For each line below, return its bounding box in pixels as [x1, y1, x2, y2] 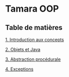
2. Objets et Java [5, 47, 41, 52]
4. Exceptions [5, 66, 34, 72]
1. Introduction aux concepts [5, 36, 64, 43]
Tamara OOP [5, 3, 59, 15]
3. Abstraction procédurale [5, 56, 61, 62]
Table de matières [5, 23, 63, 32]
